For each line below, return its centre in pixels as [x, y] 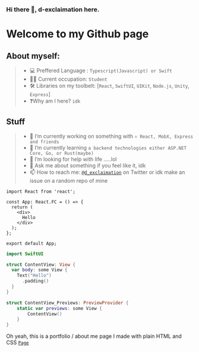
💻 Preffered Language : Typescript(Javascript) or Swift [101, 70]
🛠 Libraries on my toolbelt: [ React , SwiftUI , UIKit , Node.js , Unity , [110, 85]
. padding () [35, 281]
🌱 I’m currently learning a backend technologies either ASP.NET [108, 147]
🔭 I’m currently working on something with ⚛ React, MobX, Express [111, 136]
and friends [44, 142]
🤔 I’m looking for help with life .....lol [73, 159]
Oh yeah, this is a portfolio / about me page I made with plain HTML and [94, 336]
